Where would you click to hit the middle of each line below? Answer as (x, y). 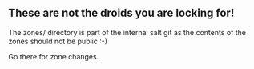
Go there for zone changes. (54, 56)
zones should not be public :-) (58, 41)
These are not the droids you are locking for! (121, 13)
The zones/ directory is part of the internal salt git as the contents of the (127, 32)
